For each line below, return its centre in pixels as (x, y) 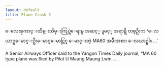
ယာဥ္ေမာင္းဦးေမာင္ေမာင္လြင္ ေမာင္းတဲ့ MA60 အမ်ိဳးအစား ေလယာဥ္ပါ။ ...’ (82, 41)
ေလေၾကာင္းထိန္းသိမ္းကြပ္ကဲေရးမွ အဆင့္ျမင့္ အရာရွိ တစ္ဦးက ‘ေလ (82, 30)
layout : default (22, 10)
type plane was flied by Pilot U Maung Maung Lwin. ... (62, 58)
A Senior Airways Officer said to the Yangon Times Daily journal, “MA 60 (81, 53)
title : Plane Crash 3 (28, 15)
